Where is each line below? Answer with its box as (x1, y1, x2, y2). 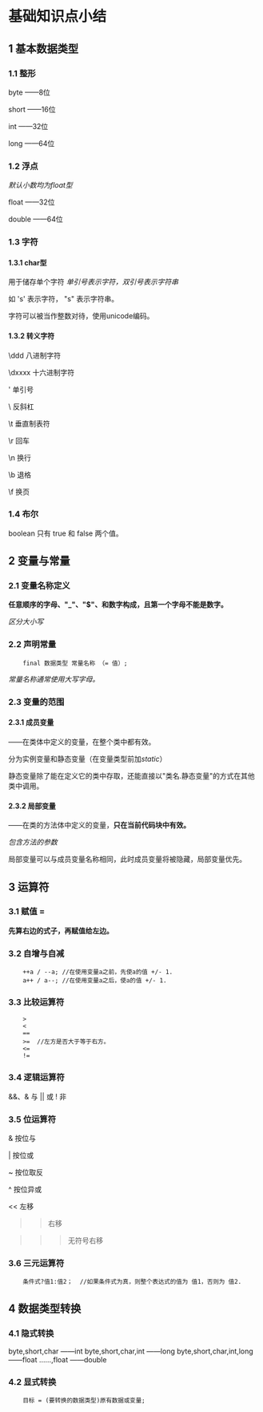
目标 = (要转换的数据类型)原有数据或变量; (22, 1397, 145, 1405)
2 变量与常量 (8, 554, 70, 568)
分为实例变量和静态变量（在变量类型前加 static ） (8, 754, 167, 763)
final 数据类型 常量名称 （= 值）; (22, 659, 128, 667)
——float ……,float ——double (8, 1354, 107, 1364)
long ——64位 (8, 138, 55, 148)
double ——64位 (8, 214, 64, 225)
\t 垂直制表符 (8, 419, 50, 428)
